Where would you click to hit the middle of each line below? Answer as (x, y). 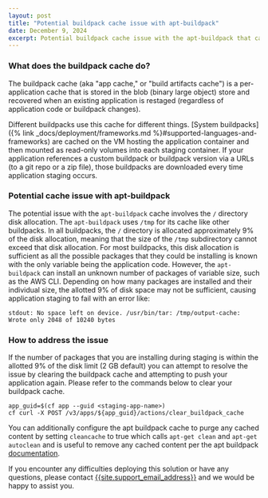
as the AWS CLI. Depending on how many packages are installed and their (130, 281)
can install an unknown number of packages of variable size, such (151, 273)
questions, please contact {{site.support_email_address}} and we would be (132, 477)
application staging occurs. (53, 175)
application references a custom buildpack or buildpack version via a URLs (131, 158)
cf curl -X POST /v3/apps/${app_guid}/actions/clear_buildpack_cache (126, 413)
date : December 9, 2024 (48, 30)
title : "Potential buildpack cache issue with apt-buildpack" (114, 23)
